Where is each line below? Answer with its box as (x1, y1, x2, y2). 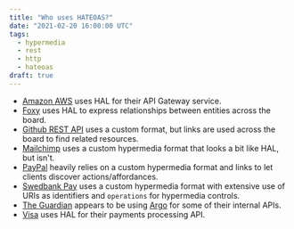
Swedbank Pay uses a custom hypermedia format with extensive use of (21, 180, 286, 192)
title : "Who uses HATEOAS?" (9, 12, 114, 22)
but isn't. (21, 152, 55, 163)
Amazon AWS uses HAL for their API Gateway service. (21, 95, 222, 106)
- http (17, 54, 42, 63)
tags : (9, 29, 29, 38)
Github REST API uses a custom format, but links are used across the (21, 124, 276, 135)
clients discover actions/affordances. (21, 171, 159, 182)
